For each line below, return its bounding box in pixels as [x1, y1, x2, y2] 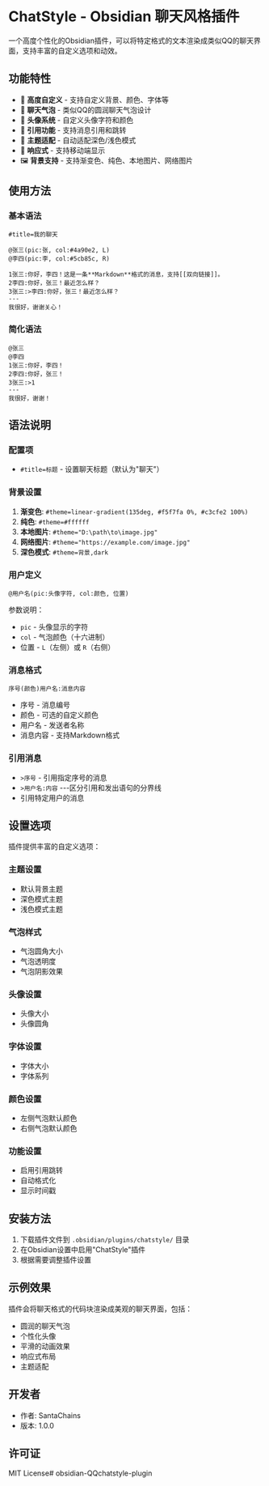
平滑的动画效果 [19, 1341, 70, 1351]
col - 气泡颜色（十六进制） [19, 632, 110, 642]
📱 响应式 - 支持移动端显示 [19, 145, 106, 155]
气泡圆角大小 [19, 946, 63, 956]
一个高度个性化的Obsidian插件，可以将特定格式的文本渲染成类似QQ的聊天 [8, 36, 254, 45]
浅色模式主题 [19, 904, 63, 914]
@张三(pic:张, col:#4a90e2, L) [8, 246, 111, 255]
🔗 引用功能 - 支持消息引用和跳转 [19, 125, 127, 134]
